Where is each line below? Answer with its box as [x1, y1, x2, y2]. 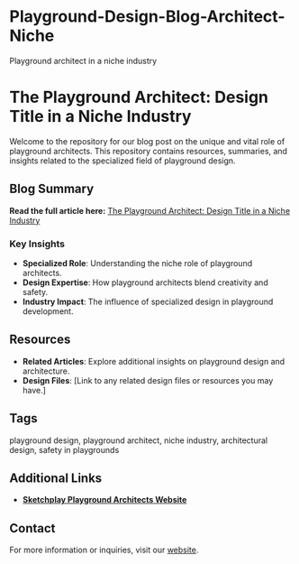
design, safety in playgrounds [9, 444, 120, 455]
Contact [9, 521, 56, 536]
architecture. [22, 365, 70, 376]
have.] [22, 384, 47, 395]
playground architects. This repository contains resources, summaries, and [9, 145, 288, 156]
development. [22, 305, 74, 317]
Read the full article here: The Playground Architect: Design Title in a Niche [9, 205, 291, 216]
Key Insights [9, 237, 66, 250]
